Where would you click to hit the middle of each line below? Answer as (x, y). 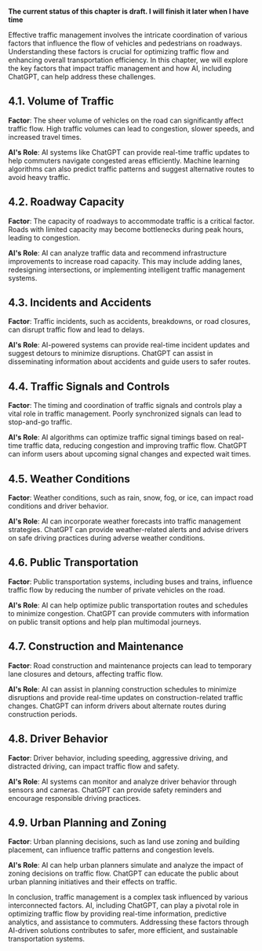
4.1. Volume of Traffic (61, 101)
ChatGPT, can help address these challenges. (82, 77)
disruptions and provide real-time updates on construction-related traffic (126, 697)
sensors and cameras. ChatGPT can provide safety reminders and (115, 790)
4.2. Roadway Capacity (66, 202)
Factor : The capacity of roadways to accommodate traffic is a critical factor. (131, 221)
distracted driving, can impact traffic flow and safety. (94, 766)
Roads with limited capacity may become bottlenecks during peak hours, (126, 229)
